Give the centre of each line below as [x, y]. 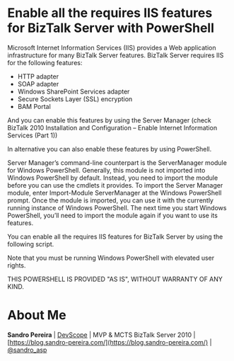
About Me [37, 315]
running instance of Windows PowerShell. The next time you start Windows [117, 207]
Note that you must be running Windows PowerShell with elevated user [111, 258]
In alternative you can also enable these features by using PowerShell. [110, 149]
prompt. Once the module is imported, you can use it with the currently [111, 200]
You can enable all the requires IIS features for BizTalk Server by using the [115, 236]
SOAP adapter [38, 84]
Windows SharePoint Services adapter [74, 91]
